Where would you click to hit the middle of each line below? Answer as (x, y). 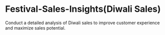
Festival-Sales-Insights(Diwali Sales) (83, 9)
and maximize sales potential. (35, 28)
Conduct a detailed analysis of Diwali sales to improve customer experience (82, 23)
